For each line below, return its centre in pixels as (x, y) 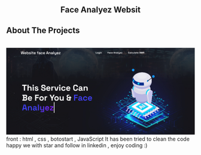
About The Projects (43, 30)
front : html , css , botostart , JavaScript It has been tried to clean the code (98, 139)
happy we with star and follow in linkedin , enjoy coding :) (77, 145)
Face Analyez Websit (100, 10)
